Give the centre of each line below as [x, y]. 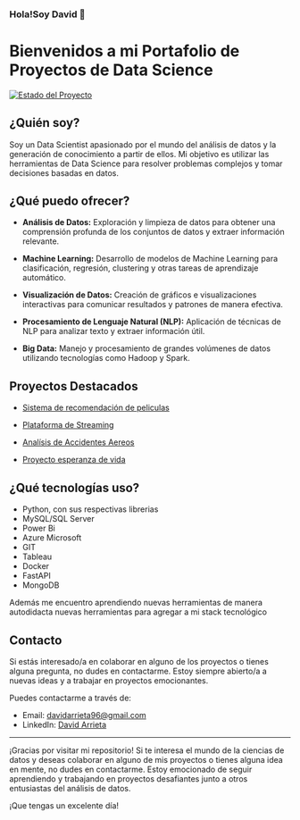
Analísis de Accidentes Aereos [78, 442]
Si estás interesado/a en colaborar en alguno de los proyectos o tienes [139, 661]
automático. [44, 278]
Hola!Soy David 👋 [48, 14]
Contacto [36, 640]
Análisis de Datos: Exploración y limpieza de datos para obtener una [149, 222]
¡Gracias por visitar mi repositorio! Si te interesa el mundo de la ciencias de [147, 750]
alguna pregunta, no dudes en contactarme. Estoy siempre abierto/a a [138, 671]
